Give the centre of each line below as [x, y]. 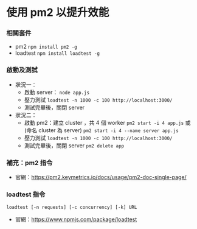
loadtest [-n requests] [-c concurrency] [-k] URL [72, 208]
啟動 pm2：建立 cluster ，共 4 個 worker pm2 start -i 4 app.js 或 [107, 122]
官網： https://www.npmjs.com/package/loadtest [76, 219]
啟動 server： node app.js [57, 92]
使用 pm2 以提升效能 [58, 12]
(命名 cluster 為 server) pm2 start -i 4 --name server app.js [102, 130]
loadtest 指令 [26, 194]
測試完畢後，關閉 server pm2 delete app [74, 145]
